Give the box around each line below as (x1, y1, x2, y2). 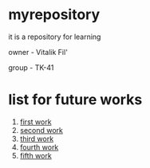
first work (19, 117, 52, 127)
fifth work (19, 150, 52, 160)
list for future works (8, 91, 143, 109)
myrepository (8, 6, 101, 24)
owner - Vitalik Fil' (8, 47, 68, 57)
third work (19, 134, 54, 143)
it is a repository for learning (8, 32, 101, 41)
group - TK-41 (8, 62, 54, 72)
